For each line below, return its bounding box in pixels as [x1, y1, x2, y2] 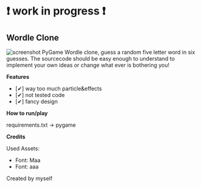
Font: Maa [15, 156, 41, 164]
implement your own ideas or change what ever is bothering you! [6, 61, 169, 69]
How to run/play [6, 110, 48, 116]
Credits [6, 133, 26, 140]
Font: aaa [15, 163, 39, 170]
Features [6, 73, 29, 80]
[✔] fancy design [15, 98, 58, 105]
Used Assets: [6, 145, 40, 152]
